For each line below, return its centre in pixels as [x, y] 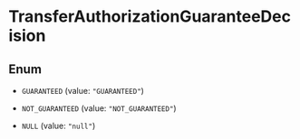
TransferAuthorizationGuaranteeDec [150, 17]
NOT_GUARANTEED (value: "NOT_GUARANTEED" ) [99, 108]
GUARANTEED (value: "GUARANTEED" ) [82, 91]
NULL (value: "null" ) [58, 125]
